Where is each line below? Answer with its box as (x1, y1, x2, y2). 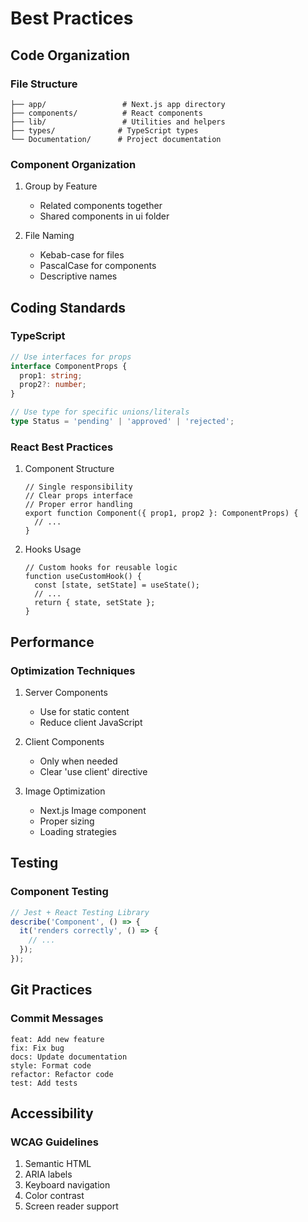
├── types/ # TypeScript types (10, 125, 199, 136)
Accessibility (10, 1105, 94, 1122)
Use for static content (39, 705, 130, 717)
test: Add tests (10, 1078, 78, 1088)
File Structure (10, 77, 78, 91)
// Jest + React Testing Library (10, 907, 150, 917)
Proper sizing (39, 815, 95, 827)
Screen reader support (24, 1200, 119, 1212)
